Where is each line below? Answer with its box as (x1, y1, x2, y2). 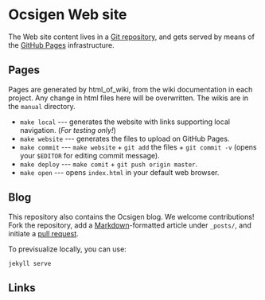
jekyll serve (8, 259, 52, 267)
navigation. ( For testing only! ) (19, 125, 117, 134)
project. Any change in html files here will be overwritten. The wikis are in (8, 93, 249, 103)
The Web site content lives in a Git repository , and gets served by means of (8, 32, 255, 41)
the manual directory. (8, 101, 76, 111)
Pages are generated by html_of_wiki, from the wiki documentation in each (8, 84, 253, 94)
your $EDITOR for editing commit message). (19, 150, 161, 160)
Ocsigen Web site (8, 6, 127, 24)
